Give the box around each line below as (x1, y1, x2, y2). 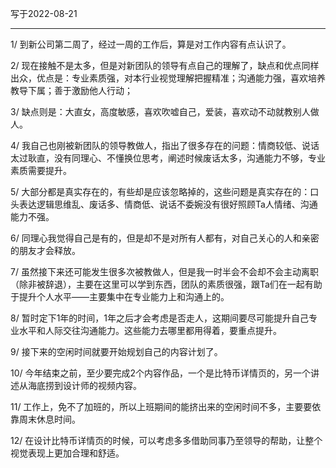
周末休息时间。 (18, 413, 81, 425)
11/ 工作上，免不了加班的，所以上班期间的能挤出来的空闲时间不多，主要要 (10, 401, 313, 412)
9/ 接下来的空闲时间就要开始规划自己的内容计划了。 (10, 346, 223, 357)
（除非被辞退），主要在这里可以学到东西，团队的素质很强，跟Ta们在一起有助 (10, 278, 323, 290)
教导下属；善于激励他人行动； (10, 85, 133, 96)
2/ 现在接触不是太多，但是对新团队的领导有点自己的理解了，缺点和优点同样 (10, 60, 320, 71)
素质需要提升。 (10, 165, 72, 176)
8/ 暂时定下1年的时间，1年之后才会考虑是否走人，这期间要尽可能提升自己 (10, 312, 310, 324)
